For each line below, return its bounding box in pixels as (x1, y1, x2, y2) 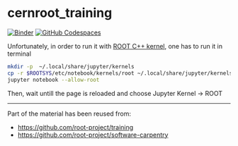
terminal (7, 49, 32, 58)
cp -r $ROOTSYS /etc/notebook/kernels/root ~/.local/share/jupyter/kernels (7, 69, 233, 77)
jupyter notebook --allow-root (7, 76, 100, 83)
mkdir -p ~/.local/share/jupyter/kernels (7, 63, 135, 70)
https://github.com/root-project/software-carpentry (17, 130, 169, 139)
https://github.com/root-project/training (17, 123, 134, 131)
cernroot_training (7, 5, 113, 21)
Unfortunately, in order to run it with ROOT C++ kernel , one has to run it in (7, 42, 223, 50)
